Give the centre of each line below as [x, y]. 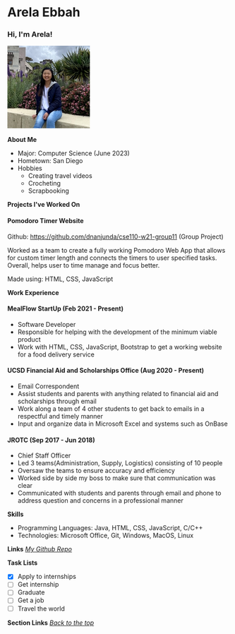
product [29, 339]
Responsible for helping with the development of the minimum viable [117, 332]
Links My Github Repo [40, 549]
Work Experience [33, 292]
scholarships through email [57, 401]
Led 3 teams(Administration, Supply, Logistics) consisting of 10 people [120, 463]
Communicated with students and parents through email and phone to [119, 493]
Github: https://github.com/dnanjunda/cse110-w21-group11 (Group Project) [115, 237]
